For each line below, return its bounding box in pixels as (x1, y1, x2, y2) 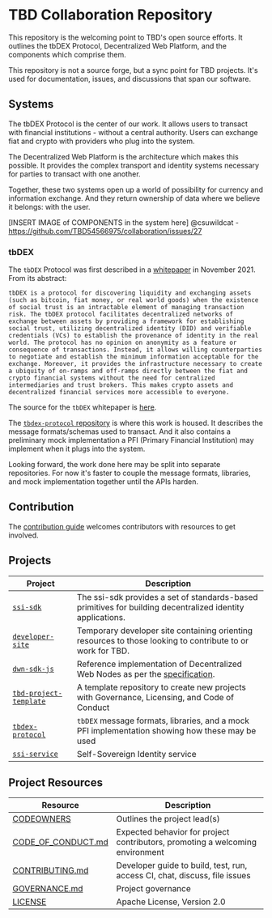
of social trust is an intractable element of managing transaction (8, 304, 244, 312)
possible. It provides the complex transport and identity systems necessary (8, 160, 260, 170)
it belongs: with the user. (8, 202, 91, 211)
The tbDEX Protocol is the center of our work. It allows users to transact (8, 119, 249, 129)
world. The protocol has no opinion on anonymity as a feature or (8, 338, 237, 347)
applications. (76, 611, 125, 623)
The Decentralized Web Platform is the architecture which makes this (8, 151, 239, 161)
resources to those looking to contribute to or (76, 635, 249, 646)
